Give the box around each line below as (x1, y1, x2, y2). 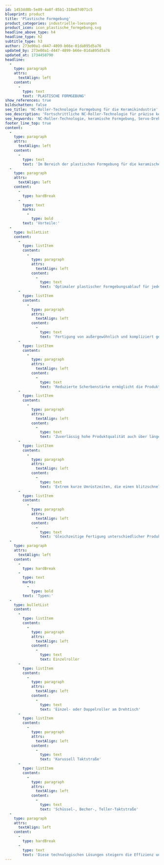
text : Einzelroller (40, 657, 80, 662)
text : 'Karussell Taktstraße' (40, 757, 102, 762)
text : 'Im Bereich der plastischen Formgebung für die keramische (22, 162, 161, 167)
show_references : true (5, 98, 51, 103)
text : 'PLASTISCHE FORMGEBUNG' (22, 93, 86, 98)
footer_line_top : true (5, 121, 51, 126)
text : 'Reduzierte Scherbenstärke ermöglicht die (40, 384, 143, 389)
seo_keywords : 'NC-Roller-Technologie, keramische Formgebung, (5, 116, 137, 121)
